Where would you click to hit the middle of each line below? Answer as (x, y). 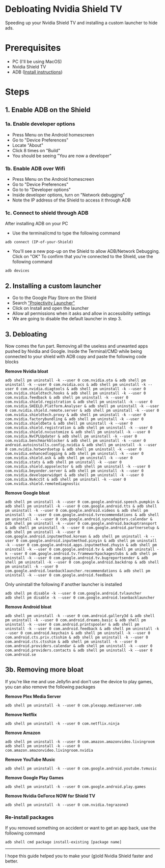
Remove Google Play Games (34, 777)
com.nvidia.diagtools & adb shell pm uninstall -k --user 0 (83, 389)
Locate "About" (28, 145)
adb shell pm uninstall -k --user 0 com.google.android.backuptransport (81, 523)
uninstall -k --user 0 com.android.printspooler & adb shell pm (72, 624)
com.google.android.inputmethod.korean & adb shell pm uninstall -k (77, 536)
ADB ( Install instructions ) (37, 72)
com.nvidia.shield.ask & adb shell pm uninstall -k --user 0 (69, 458)
